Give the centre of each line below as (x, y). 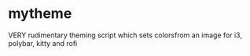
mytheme (40, 14)
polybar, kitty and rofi (43, 43)
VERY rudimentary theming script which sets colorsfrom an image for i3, (125, 35)
